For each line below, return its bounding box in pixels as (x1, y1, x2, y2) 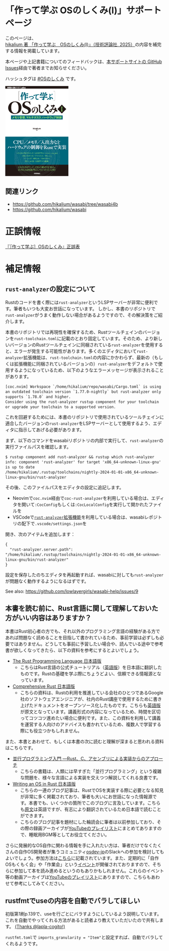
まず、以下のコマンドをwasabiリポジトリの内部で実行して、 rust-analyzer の (5, 437, 164, 444)
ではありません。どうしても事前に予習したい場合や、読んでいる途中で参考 (9, 641, 164, 647)
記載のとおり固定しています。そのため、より (61, 335, 154, 341)
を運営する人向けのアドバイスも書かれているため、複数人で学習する (20, 721, 161, 727)
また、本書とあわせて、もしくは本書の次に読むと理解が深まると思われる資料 (5, 738, 164, 744)
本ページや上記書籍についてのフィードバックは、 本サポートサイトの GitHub (5, 58, 162, 64)
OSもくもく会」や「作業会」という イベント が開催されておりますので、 (5, 861, 153, 867)
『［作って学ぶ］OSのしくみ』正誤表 (5, 243, 80, 249)
